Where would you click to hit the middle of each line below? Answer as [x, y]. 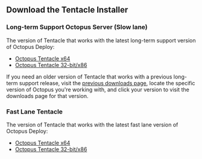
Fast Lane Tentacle [35, 111]
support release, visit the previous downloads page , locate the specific [107, 83]
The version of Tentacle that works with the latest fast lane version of [92, 125]
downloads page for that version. [47, 96]
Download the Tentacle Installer [67, 10]
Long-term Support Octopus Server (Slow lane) [77, 27]
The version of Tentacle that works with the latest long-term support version [101, 40]
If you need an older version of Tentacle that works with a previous [89, 76]
